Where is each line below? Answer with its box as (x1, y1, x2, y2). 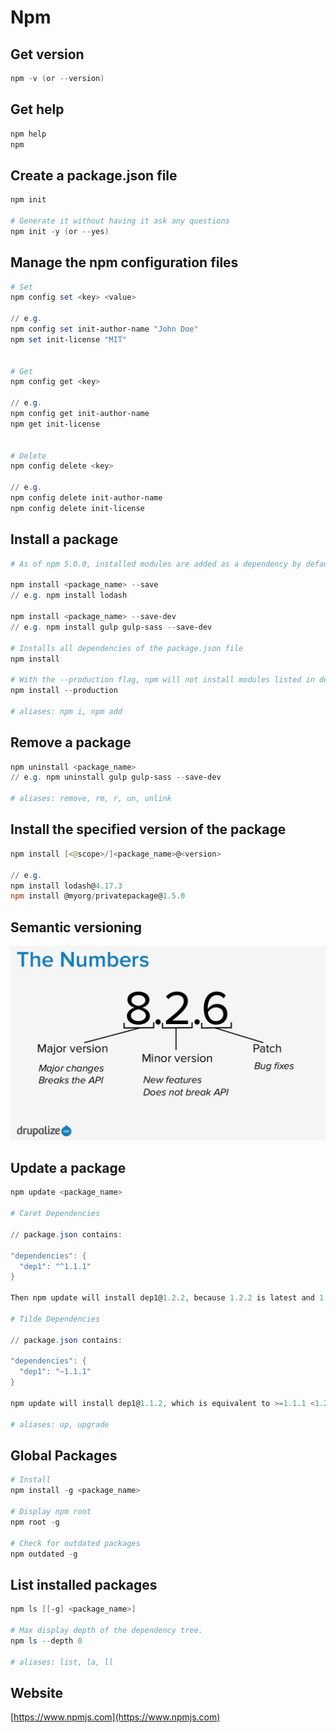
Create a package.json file (10, 167, 178, 184)
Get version (10, 46, 85, 63)
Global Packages (10, 1447, 118, 1464)
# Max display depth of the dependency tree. (10, 1625, 203, 1635)
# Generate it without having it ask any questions (10, 216, 230, 226)
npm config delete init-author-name (10, 493, 163, 503)
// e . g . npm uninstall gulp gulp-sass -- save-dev (10, 772, 222, 783)
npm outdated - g (10, 1549, 78, 1559)
